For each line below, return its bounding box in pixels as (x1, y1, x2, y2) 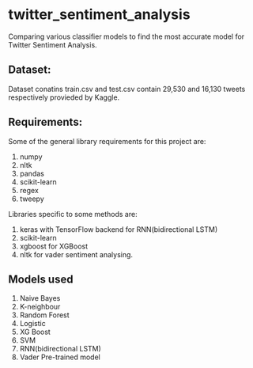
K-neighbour (19, 302, 61, 312)
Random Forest (19, 310, 70, 320)
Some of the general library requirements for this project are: (8, 136, 206, 146)
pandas (19, 169, 45, 178)
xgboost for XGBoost (19, 241, 89, 251)
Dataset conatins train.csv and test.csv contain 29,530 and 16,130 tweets (8, 84, 246, 93)
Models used (8, 272, 74, 286)
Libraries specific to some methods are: (8, 209, 138, 218)
